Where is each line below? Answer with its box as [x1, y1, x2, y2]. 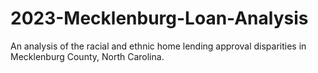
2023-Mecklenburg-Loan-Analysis [10, 7, 309, 30]
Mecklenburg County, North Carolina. [10, 50, 165, 62]
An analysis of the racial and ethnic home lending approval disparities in [10, 40, 307, 52]
